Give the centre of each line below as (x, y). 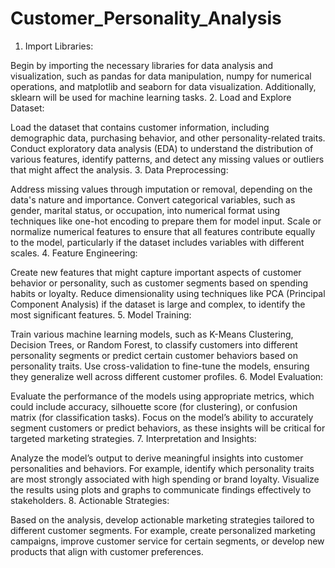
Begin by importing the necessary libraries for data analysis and (142, 65)
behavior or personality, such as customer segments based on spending (159, 283)
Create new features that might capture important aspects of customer (156, 272)
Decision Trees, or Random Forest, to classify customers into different (154, 344)
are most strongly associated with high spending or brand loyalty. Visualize (165, 479)
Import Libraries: (59, 46)
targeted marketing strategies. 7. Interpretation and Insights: (133, 438)
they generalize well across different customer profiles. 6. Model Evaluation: (167, 376)
